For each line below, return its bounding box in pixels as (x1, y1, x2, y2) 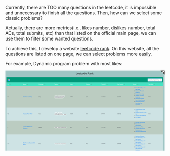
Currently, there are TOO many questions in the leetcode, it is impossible (5, 5, 157, 10)
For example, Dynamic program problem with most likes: (5, 61, 123, 66)
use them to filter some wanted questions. (5, 35, 94, 42)
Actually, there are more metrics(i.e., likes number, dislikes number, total (5, 25, 156, 31)
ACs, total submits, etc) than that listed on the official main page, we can (5, 30, 156, 36)
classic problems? (5, 15, 43, 21)
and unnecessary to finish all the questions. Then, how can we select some (5, 10, 162, 16)
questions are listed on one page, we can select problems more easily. (5, 51, 152, 57)
